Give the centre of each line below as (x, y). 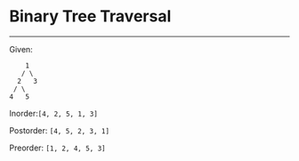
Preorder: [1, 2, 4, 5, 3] (57, 148)
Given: (21, 49)
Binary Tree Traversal (90, 16)
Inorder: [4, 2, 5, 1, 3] (53, 113)
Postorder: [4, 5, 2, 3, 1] (59, 130)
